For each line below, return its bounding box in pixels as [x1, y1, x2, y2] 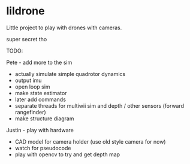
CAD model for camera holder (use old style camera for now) [14, 138, 166, 145]
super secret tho [6, 35, 47, 42]
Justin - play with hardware [6, 126, 74, 133]
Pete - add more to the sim [6, 59, 73, 66]
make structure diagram [14, 115, 74, 122]
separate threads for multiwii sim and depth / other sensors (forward [14, 102, 185, 109]
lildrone [6, 4, 45, 18]
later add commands [14, 96, 66, 103]
